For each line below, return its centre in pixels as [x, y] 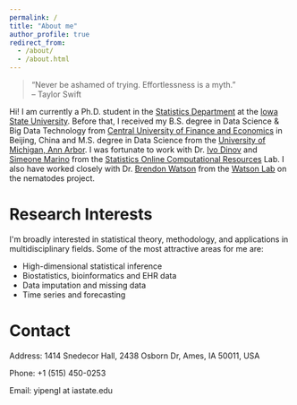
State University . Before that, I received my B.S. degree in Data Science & [144, 121]
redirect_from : [38, 43]
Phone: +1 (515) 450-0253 [58, 373]
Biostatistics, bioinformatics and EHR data [99, 275]
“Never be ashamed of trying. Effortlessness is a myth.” [133, 85]
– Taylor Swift [56, 94]
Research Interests [81, 215]
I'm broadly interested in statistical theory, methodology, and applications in [149, 239]
